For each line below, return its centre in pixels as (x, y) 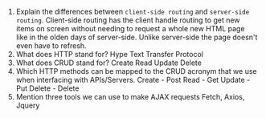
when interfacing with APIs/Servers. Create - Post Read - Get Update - (133, 80)
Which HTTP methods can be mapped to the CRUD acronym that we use (136, 71)
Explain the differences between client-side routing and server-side (133, 12)
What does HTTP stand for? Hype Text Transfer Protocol (109, 54)
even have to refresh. (51, 46)
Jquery (28, 105)
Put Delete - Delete (47, 88)
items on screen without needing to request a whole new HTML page (130, 28)
